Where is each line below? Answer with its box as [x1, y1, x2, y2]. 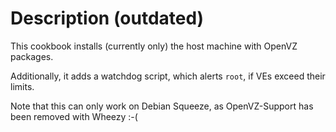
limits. [10, 80, 35, 92]
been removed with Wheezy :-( [10, 110, 138, 122]
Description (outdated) [10, 7, 205, 30]
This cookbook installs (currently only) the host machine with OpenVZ [10, 40, 298, 52]
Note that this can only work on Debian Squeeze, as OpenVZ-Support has [10, 100, 314, 112]
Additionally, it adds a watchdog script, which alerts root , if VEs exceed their [10, 70, 326, 82]
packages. [10, 50, 54, 62]
